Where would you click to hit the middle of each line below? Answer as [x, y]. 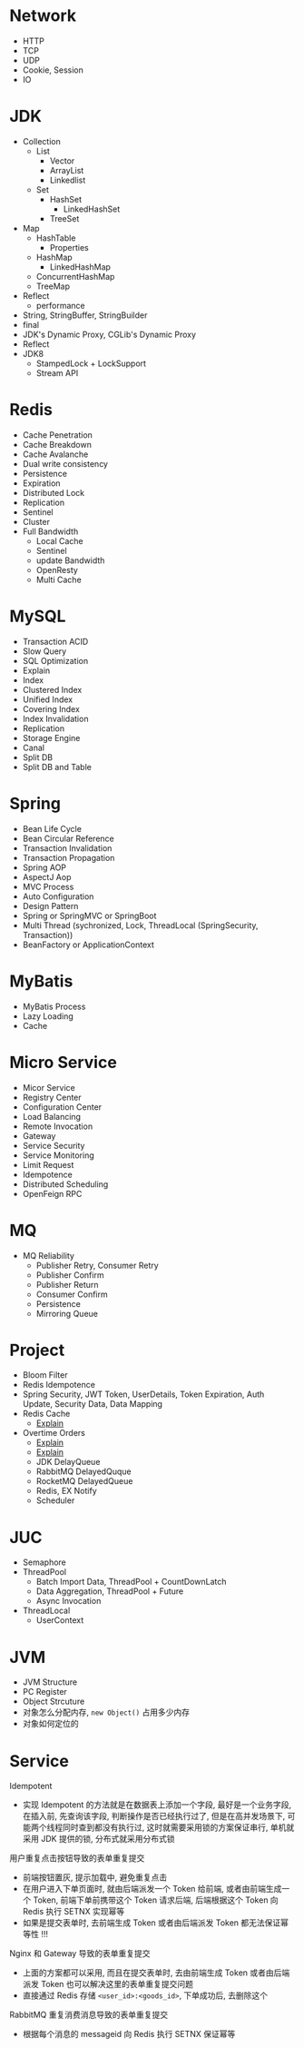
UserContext [60, 1620]
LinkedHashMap [80, 267]
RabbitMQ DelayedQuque [83, 1471]
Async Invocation [69, 1601]
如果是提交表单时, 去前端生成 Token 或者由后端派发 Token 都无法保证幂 [155, 1923]
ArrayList [67, 170]
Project [37, 1350]
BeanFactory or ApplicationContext [88, 945]
